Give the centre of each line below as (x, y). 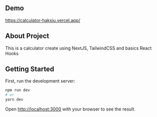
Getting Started (30, 69)
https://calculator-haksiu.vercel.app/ (43, 20)
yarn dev (14, 99)
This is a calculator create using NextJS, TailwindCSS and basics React (78, 48)
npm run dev (17, 90)
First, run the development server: (40, 81)
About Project (27, 36)
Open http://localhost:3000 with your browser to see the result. (70, 109)
